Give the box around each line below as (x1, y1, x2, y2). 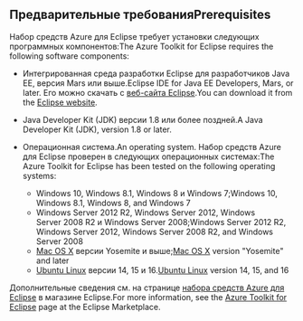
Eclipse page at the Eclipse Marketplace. (9, 301, 161, 312)
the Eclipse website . (22, 97, 98, 108)
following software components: (9, 50, 129, 61)
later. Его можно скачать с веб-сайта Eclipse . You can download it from (22, 87, 293, 98)
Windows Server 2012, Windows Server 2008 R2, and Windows (35, 226, 274, 237)
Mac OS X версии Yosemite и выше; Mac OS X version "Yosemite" (35, 245, 284, 256)
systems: (22, 170, 57, 181)
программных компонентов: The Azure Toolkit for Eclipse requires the (9, 41, 274, 52)
